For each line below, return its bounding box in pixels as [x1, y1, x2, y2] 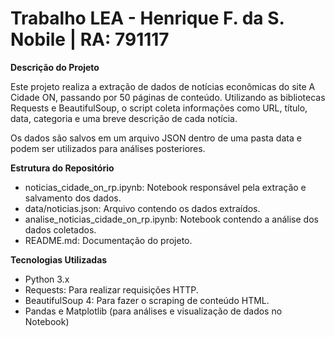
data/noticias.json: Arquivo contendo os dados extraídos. [24, 202, 261, 214]
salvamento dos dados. [24, 192, 122, 204]
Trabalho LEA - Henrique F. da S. [10, 7, 285, 30]
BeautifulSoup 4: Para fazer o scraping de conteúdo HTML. [24, 294, 270, 306]
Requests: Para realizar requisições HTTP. [24, 283, 199, 296]
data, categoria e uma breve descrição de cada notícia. [10, 112, 238, 124]
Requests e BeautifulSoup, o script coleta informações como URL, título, [10, 102, 308, 114]
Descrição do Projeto [10, 61, 100, 73]
